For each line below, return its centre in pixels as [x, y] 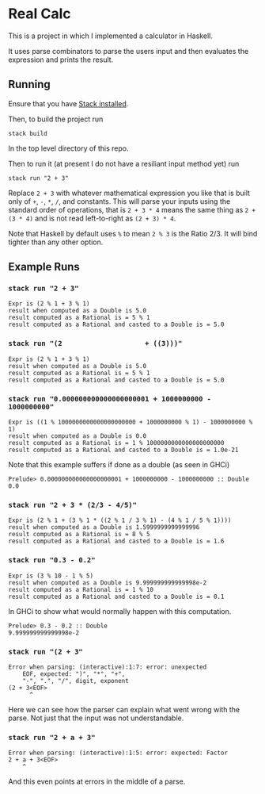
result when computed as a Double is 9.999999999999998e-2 [108, 583]
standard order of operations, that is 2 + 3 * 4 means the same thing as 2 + [132, 209]
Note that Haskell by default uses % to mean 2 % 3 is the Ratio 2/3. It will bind [133, 233]
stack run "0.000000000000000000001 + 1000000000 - [110, 399]
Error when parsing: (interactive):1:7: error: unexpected [108, 667]
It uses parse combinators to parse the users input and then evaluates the [129, 51]
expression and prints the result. [61, 59]
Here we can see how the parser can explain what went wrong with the [124, 709]
